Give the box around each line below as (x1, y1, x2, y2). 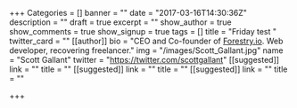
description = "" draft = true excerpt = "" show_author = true (9, 17, 232, 27)
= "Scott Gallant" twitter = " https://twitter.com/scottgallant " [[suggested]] (9, 55, 279, 65)
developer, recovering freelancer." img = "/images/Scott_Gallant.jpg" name (9, 45, 284, 56)
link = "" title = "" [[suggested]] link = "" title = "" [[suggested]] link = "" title (9, 64, 288, 74)
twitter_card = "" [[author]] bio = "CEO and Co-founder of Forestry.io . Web (9, 35, 284, 46)
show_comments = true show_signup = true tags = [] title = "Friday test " (9, 27, 276, 36)
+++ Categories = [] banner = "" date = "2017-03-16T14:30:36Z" (9, 8, 248, 18)
